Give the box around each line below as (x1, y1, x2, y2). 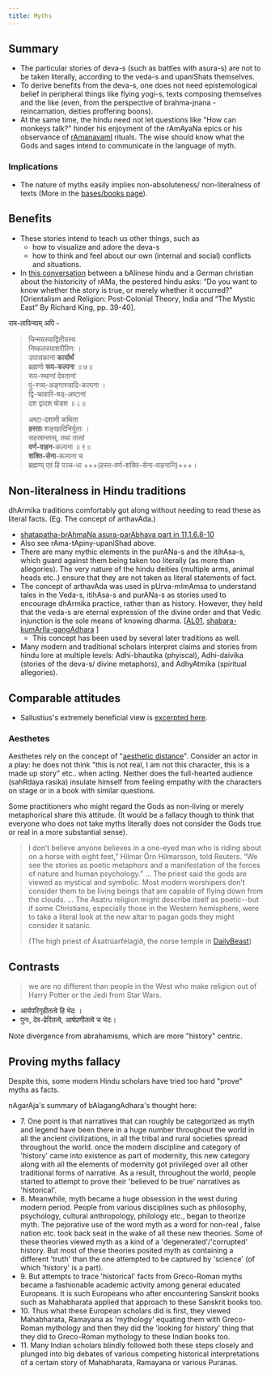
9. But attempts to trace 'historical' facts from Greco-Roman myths (19, 1271, 243, 1282)
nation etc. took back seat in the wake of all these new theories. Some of (19, 1228, 263, 1238)
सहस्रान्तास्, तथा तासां (28, 432, 85, 442)
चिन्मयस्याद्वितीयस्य (28, 334, 76, 344)
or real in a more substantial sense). (8, 827, 128, 837)
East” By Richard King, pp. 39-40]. (19, 302, 136, 312)
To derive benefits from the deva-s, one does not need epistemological (19, 80, 257, 90)
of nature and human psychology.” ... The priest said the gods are (28, 869, 248, 879)
